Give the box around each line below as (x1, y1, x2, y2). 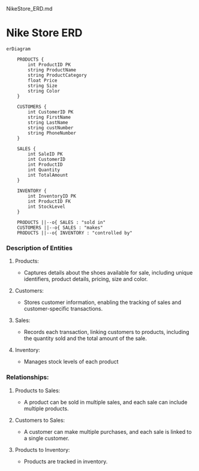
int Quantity (28, 166, 61, 173)
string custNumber (28, 124, 74, 131)
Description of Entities (6, 243, 73, 252)
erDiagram (6, 46, 31, 52)
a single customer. (23, 434, 70, 442)
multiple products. (23, 405, 69, 412)
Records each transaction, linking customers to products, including (23, 329, 190, 336)
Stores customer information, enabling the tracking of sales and (23, 299, 182, 306)
